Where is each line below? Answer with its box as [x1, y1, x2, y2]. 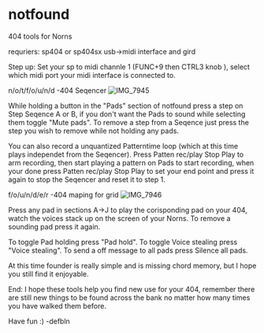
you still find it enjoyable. [8, 269, 89, 279]
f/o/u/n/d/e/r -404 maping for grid [8, 190, 119, 199]
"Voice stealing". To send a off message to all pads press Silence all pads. [8, 246, 248, 255]
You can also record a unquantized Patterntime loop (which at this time [8, 141, 239, 150]
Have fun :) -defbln [8, 316, 71, 326]
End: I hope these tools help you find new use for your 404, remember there [8, 284, 255, 294]
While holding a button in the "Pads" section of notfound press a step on [8, 101, 244, 110]
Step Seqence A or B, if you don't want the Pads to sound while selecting [8, 109, 246, 119]
